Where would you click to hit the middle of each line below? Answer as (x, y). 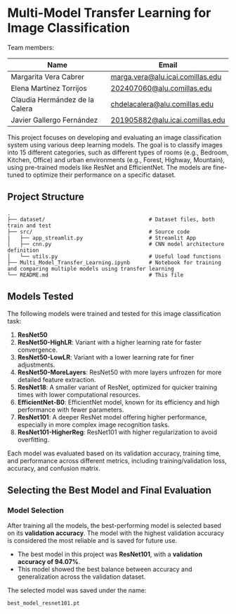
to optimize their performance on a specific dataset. (101, 175)
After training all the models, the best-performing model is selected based (114, 526)
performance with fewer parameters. (71, 410)
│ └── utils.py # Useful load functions (114, 256)
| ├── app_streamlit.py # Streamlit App (102, 238)
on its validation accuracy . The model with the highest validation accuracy (116, 533)
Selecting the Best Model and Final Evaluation (110, 490)
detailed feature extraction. (57, 379)
